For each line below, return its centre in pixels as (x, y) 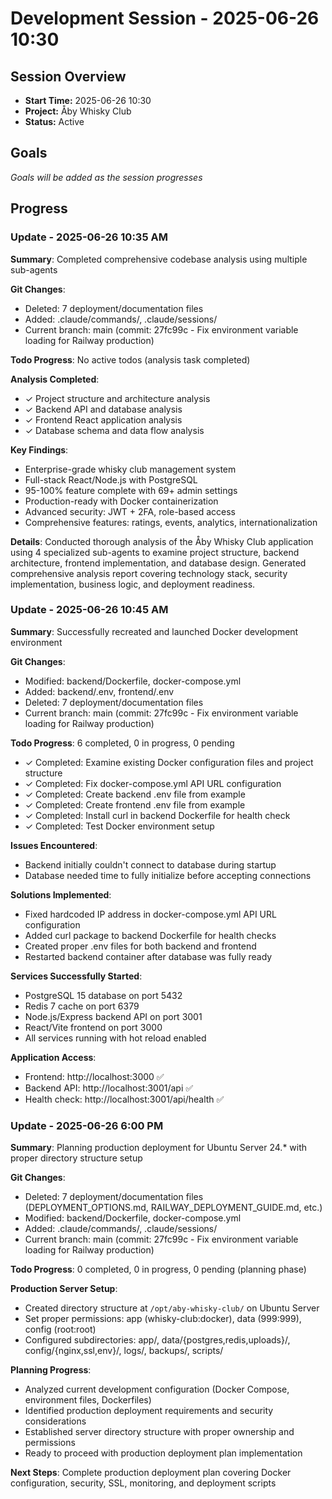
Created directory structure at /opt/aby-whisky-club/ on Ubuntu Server (172, 1308)
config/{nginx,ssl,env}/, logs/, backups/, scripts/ (124, 1351)
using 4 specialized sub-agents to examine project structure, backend (155, 552)
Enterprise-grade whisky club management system (130, 469)
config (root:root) (60, 1329)
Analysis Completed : (55, 379)
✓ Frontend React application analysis (103, 419)
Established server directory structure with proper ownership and (159, 1432)
